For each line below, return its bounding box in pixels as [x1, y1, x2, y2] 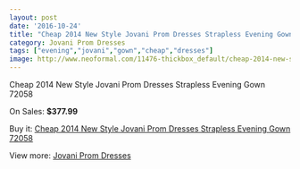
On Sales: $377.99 [9, 106, 79, 116]
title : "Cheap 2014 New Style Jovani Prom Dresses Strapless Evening [9, 30, 274, 38]
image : [9, 55, 34, 63]
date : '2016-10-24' [9, 21, 82, 30]
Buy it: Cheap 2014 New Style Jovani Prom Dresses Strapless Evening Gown [9, 123, 291, 134]
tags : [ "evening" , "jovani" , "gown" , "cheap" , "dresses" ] [9, 46, 214, 55]
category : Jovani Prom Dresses [9, 38, 126, 47]
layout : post [9, 13, 58, 22]
